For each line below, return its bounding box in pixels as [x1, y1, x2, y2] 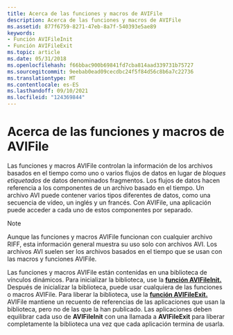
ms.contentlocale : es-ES [7, 81, 79, 88]
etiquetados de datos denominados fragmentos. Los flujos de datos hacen [7, 176, 221, 184]
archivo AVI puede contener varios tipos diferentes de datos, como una [7, 191, 211, 199]
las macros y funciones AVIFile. [7, 255, 97, 263]
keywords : [7, 29, 36, 37]
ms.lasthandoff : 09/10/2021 [7, 87, 89, 94]
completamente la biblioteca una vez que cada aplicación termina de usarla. [7, 320, 225, 328]
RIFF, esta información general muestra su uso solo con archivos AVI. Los [7, 240, 217, 248]
